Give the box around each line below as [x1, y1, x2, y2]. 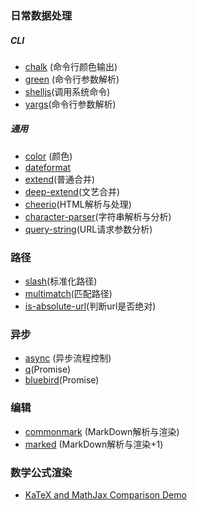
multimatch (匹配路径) [24, 288, 113, 300]
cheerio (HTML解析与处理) [24, 198, 132, 210]
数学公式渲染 [10, 465, 73, 479]
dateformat [24, 161, 72, 173]
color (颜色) [24, 150, 73, 162]
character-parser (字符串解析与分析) [24, 210, 172, 222]
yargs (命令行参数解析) [24, 98, 117, 110]
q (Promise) [24, 363, 72, 376]
